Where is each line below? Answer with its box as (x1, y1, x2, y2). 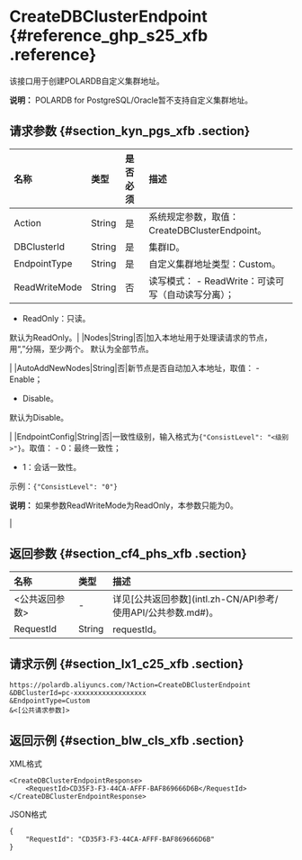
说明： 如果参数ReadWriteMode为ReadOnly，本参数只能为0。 (9, 500, 238, 511)
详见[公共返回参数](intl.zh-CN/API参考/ (111, 593, 279, 605)
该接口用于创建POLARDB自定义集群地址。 (9, 75, 164, 86)
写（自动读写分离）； (148, 288, 235, 301)
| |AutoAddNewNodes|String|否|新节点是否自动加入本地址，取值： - (9, 362, 260, 373)
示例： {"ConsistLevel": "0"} (9, 480, 119, 492)
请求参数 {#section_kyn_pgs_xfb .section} (9, 123, 251, 139)
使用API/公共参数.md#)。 (111, 606, 218, 619)
